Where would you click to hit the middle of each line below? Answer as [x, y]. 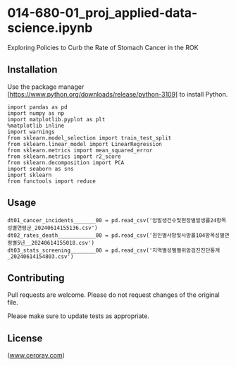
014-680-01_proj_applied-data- [103, 13]
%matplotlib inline [36, 126]
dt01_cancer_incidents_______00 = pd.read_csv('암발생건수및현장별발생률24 [112, 220]
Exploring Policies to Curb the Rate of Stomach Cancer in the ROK [103, 47]
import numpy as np [36, 113]
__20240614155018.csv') [60, 243]
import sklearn [30, 175]
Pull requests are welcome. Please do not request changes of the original [113, 295]
